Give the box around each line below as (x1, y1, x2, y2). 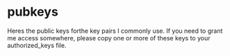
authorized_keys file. (7, 41, 67, 49)
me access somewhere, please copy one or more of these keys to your (7, 33, 211, 42)
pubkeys (7, 4, 59, 20)
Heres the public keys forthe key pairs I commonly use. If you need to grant (7, 27, 223, 35)
